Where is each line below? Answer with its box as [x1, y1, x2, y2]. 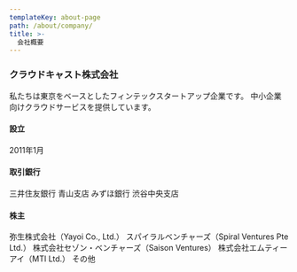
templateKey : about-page [9, 12, 101, 22]
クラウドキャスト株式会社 [9, 68, 119, 81]
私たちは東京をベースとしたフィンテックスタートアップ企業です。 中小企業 [9, 90, 282, 101]
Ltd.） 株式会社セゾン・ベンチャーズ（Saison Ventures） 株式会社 [9, 243, 250, 253]
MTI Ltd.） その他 [32, 253, 96, 264]
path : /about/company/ [9, 21, 93, 30]
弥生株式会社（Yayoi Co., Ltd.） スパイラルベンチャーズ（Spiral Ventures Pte [9, 231, 289, 242]
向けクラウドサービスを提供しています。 [9, 101, 157, 112]
